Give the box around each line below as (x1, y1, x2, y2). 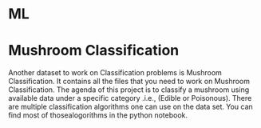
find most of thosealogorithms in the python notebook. (8, 110, 188, 120)
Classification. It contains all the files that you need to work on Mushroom (8, 77, 250, 86)
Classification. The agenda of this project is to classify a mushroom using (8, 85, 250, 94)
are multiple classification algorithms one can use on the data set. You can (8, 102, 253, 112)
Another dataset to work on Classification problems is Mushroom (8, 68, 222, 78)
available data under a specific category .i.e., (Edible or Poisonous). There (8, 94, 252, 103)
